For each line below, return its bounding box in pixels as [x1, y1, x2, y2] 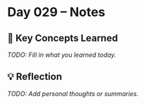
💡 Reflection [7, 71, 62, 83]
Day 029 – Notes [7, 4, 106, 20]
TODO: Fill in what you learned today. [7, 50, 116, 59]
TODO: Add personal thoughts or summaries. [7, 89, 139, 98]
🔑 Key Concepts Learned [7, 32, 118, 44]
